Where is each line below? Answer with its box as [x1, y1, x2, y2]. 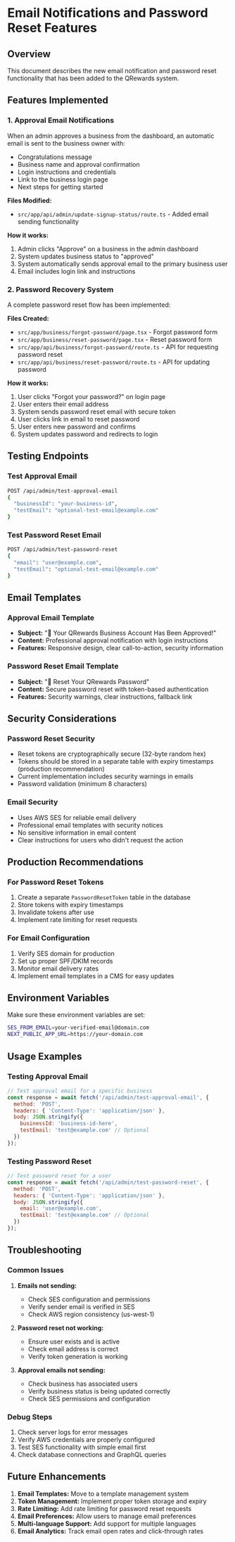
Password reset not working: [17, 1323, 104, 1332]
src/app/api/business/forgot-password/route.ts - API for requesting [17, 343, 219, 351]
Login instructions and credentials [17, 168, 116, 176]
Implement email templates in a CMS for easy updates [17, 971, 174, 980]
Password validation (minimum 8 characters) [17, 780, 148, 788]
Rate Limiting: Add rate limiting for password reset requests [17, 1504, 192, 1512]
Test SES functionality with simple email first [17, 1443, 146, 1451]
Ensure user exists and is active [27, 1337, 120, 1346]
